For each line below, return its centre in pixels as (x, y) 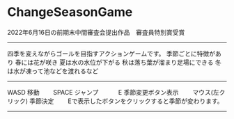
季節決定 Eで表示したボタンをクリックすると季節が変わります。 (125, 101)
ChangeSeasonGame (70, 12)
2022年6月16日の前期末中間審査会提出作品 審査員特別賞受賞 (96, 32)
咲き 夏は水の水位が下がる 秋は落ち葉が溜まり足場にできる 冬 (133, 62)
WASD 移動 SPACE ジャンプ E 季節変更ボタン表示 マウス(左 (113, 92)
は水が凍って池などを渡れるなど (53, 71)
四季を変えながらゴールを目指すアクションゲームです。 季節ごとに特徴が (111, 54)
